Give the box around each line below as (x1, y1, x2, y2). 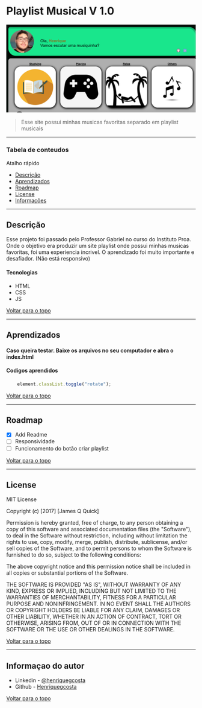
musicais (20, 125, 43, 132)
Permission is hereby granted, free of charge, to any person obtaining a (6, 519, 183, 526)
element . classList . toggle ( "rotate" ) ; (17, 381, 112, 387)
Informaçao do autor (6, 660, 85, 671)
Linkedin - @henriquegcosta (14, 677, 86, 684)
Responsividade (14, 438, 55, 445)
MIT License (6, 496, 37, 503)
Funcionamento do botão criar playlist (14, 444, 109, 452)
